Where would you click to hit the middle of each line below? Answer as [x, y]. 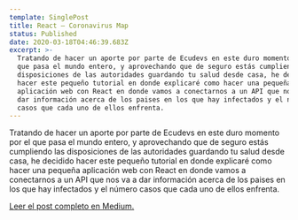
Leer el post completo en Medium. [72, 206]
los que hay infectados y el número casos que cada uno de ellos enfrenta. [145, 189]
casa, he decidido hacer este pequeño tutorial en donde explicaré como [141, 161]
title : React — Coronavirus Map [69, 26]
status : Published [43, 34]
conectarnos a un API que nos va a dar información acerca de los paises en [147, 180]
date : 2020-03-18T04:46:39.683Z [69, 42]
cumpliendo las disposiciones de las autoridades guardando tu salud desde [147, 152]
